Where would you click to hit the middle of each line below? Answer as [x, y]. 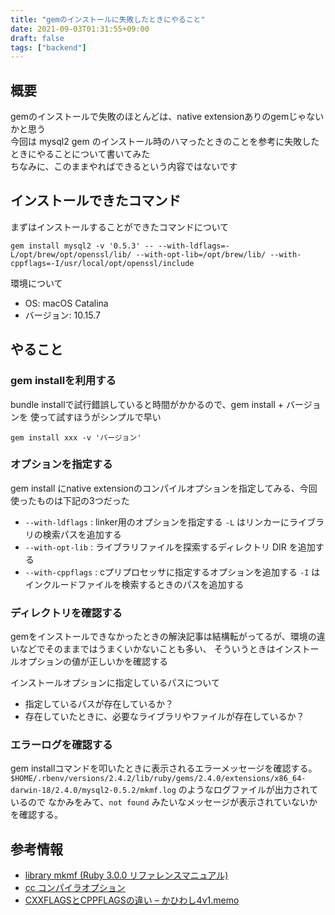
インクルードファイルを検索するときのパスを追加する [134, 584]
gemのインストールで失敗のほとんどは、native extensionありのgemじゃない [167, 117]
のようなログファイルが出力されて [248, 790]
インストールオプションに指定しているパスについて [115, 683]
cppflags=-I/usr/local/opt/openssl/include [102, 263]
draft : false [37, 38]
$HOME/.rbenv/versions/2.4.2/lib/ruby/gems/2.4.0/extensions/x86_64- [158, 779]
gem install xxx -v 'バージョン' [76, 437]
